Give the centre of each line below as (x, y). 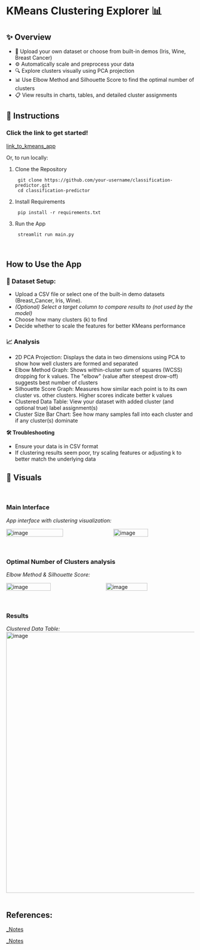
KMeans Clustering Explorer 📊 (84, 11)
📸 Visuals (24, 478)
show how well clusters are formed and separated (76, 363)
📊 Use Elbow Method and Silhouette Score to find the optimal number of (104, 80)
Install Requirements (40, 201)
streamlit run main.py (46, 235)
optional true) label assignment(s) (56, 408)
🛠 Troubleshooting (30, 432)
